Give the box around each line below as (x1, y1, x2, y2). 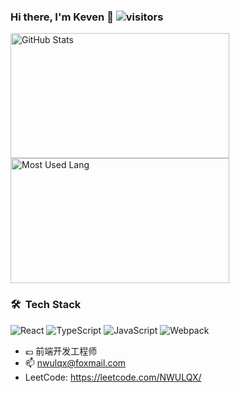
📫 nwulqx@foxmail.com (24, 356, 127, 369)
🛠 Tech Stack (10, 298, 82, 312)
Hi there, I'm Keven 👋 (10, 10, 114, 24)
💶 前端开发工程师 (24, 345, 98, 357)
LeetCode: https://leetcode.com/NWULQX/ (24, 371, 202, 383)
